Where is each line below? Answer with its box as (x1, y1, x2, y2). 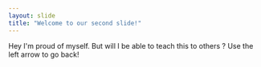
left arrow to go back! (8, 49, 80, 59)
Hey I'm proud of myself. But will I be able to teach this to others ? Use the (8, 41, 254, 50)
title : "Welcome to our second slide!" (8, 19, 142, 27)
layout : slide (8, 11, 56, 20)
